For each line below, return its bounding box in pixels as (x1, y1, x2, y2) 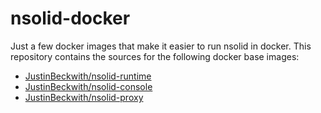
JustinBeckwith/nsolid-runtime (24, 70, 152, 82)
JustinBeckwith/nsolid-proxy (24, 91, 144, 103)
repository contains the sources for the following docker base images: (10, 50, 300, 62)
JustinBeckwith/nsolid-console (24, 80, 153, 92)
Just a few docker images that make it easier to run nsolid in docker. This (10, 40, 312, 52)
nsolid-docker (10, 7, 131, 30)
